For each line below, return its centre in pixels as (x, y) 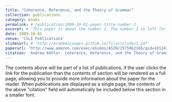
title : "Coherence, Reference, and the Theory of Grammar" (70, 10)
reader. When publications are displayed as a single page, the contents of (83, 84)
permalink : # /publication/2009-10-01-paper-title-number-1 (71, 24)
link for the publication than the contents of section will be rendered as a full (85, 73)
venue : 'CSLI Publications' (35, 39)
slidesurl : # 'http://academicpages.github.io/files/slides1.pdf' (78, 44)
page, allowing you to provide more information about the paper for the (80, 78)
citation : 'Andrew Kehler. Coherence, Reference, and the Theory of (80, 53)
